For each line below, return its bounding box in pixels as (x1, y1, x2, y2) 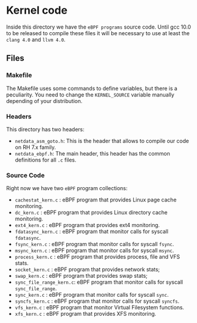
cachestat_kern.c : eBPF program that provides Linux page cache (14, 196, 177, 203)
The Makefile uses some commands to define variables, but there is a (6, 85, 178, 92)
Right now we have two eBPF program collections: (6, 185, 128, 192)
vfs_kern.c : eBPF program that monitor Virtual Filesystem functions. (14, 304, 184, 311)
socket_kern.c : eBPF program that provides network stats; (14, 266, 160, 273)
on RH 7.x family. (14, 144, 56, 151)
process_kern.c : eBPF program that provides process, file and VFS (14, 253, 180, 260)
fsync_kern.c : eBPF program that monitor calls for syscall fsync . (14, 241, 174, 248)
